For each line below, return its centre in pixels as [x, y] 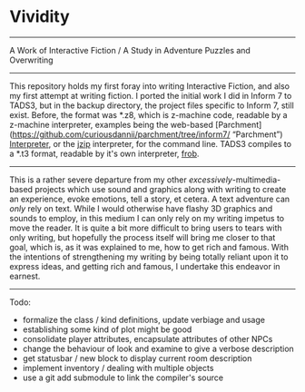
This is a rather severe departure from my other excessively [121, 180]
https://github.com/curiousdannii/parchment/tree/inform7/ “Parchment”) [148, 134]
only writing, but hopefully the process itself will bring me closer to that [143, 237]
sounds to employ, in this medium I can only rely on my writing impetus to [147, 218]
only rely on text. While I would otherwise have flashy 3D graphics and [141, 208]
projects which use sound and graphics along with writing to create [161, 189]
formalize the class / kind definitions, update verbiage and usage [144, 319]
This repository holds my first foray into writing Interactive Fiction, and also [150, 86]
